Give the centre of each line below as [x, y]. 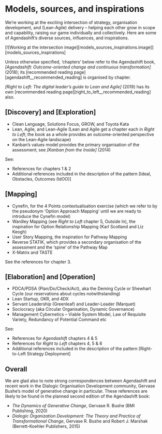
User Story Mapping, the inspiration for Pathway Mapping [69, 237]
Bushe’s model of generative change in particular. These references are [76, 391]
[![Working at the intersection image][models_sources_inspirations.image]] [79, 47]
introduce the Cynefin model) [41, 216]
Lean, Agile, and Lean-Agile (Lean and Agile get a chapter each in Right [83, 129]
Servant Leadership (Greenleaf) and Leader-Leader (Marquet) [74, 304]
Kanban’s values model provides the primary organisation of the [76, 145]
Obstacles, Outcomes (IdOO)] [42, 179]
